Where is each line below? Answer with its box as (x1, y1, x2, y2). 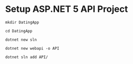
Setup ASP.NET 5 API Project (5, 3, 128, 15)
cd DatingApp (5, 28, 33, 33)
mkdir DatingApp (5, 20, 39, 25)
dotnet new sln (5, 37, 37, 42)
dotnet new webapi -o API (5, 46, 59, 51)
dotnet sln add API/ (5, 55, 49, 60)
